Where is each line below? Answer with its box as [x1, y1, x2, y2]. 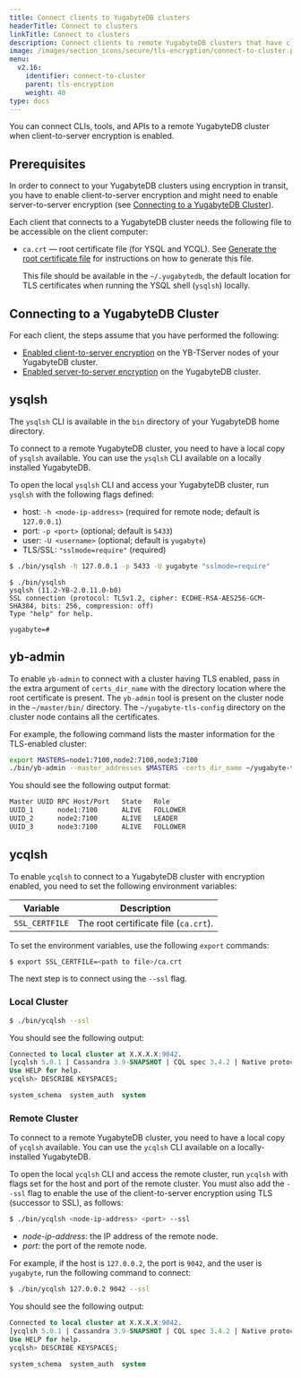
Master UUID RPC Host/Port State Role [9, 797, 170, 807]
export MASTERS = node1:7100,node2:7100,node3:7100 [9, 755, 199, 765]
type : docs [9, 96, 50, 106]
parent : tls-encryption [25, 80, 115, 89]
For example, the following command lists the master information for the [9, 728, 275, 740]
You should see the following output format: [9, 780, 171, 791]
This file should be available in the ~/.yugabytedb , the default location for [21, 271, 291, 282]
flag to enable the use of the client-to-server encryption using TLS [27, 1188, 273, 1199]
